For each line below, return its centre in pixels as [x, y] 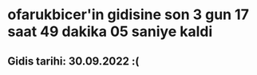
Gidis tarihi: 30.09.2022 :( [73, 61]
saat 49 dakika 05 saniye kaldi [110, 32]
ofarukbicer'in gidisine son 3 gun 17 [128, 15]
